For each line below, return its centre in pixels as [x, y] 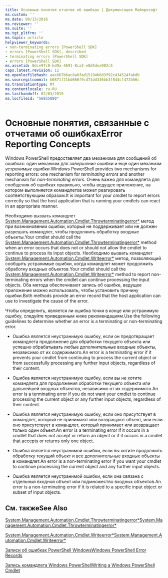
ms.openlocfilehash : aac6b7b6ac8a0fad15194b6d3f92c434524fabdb [72, 75]
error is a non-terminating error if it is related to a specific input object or [87, 487]
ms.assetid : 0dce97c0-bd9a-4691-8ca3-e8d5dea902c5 [59, 66]
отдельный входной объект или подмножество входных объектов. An [87, 482]
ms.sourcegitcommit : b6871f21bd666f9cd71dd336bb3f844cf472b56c [72, 80]
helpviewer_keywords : [28, 43]
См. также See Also [36, 508]
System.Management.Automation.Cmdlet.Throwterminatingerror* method [81, 242]
